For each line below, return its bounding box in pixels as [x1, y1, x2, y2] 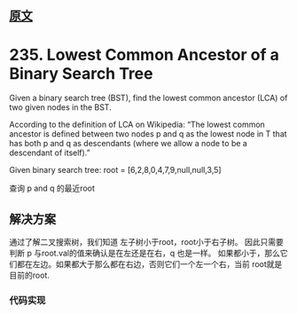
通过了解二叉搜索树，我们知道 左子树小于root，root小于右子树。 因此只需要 [9, 237, 284, 247]
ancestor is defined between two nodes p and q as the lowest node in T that [9, 129, 287, 139]
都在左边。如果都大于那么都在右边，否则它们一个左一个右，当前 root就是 [16, 259, 283, 270]
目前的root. [9, 270, 51, 281]
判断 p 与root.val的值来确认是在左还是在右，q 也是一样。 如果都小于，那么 [9, 247, 281, 259]
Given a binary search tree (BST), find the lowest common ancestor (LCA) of [9, 92, 288, 104]
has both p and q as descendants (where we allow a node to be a [9, 138, 248, 149]
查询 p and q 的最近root [9, 183, 96, 193]
